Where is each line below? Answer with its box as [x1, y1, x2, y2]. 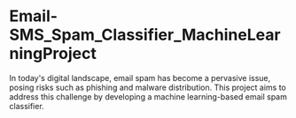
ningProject [9, 44, 97, 63]
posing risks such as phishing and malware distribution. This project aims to [9, 82, 286, 92]
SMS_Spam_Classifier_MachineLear [9, 25, 281, 45]
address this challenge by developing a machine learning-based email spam [9, 91, 288, 102]
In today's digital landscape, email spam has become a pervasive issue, [9, 72, 271, 83]
